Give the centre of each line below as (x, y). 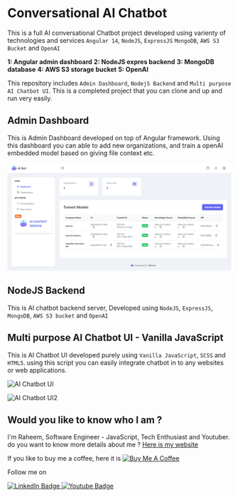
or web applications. (37, 370)
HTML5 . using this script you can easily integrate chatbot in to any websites (115, 362)
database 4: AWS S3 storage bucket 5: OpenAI (78, 69)
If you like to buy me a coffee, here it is (64, 459)
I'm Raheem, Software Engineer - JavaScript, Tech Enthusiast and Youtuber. (119, 437)
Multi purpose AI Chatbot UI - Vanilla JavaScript (115, 338)
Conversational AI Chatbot (87, 13)
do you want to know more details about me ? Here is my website (103, 445)
